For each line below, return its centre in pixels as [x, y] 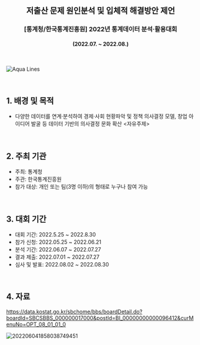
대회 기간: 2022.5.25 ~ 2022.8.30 [55, 234]
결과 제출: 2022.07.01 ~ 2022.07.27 [57, 257]
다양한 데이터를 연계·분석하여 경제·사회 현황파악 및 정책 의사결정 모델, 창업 [101, 116]
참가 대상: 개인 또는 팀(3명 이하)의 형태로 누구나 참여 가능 [81, 187]
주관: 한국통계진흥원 [38, 179]
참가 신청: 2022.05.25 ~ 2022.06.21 [58, 242]
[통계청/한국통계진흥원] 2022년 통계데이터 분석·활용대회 [101, 29]
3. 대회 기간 [26, 219]
